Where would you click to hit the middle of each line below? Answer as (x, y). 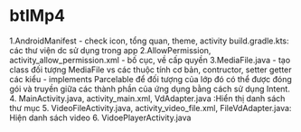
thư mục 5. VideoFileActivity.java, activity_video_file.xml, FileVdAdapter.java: (150, 108)
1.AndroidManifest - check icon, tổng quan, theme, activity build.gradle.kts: (149, 41)
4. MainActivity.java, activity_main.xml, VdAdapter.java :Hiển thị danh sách (147, 98)
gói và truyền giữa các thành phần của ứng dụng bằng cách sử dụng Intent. (150, 89)
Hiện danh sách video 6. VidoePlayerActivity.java (100, 118)
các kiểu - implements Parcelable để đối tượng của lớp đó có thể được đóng (150, 79)
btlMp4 (38, 16)
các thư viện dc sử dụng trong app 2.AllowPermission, (110, 50)
